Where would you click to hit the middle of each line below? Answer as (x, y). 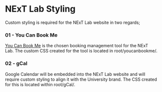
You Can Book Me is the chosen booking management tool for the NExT (77, 46)
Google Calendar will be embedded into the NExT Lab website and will (75, 74)
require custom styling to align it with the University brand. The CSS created (81, 79)
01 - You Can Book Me (31, 35)
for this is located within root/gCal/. (40, 84)
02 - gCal (16, 63)
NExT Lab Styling (40, 9)
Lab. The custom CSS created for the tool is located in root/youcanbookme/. (81, 51)
